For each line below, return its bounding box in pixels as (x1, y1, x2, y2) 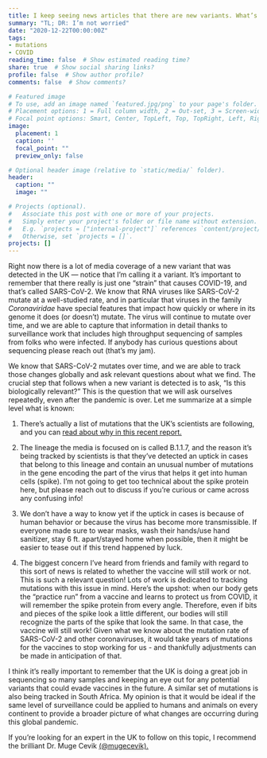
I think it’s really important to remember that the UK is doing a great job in (8, 667, 248, 676)
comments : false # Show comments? (8, 78, 126, 86)
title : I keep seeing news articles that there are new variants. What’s (8, 11, 258, 20)
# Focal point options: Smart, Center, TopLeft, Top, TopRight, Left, (8, 115, 247, 123)
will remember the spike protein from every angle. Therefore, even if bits (19, 601, 257, 610)
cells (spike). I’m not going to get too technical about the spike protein (19, 476, 249, 486)
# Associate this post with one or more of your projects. (8, 210, 215, 218)
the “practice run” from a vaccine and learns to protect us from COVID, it (19, 592, 258, 601)
